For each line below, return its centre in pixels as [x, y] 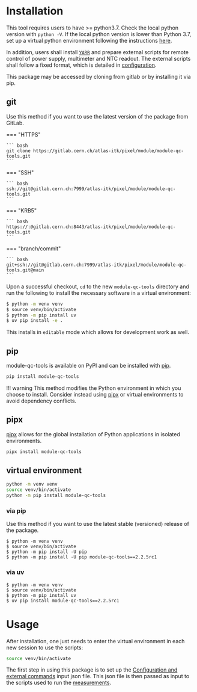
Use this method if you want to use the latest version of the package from [97, 116]
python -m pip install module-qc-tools [56, 496]
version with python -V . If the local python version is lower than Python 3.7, [99, 34]
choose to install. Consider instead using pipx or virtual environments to [95, 394]
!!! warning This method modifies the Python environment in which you [94, 388]
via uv [15, 572]
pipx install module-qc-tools [44, 452]
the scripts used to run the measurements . [59, 683]
